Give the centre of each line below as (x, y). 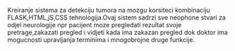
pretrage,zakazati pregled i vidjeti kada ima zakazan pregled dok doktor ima (117, 32)
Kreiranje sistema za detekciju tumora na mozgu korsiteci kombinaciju (109, 10)
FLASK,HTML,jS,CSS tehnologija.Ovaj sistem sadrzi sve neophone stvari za (116, 17)
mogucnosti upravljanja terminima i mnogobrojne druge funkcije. (101, 40)
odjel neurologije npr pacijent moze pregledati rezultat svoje (95, 25)
